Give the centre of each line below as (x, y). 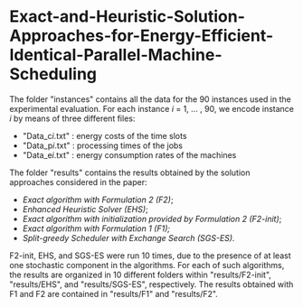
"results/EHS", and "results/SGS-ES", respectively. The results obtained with (151, 284)
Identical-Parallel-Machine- (116, 55)
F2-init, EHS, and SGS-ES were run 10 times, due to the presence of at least (150, 256)
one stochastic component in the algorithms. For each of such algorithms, (147, 265)
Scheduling (53, 74)
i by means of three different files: (72, 118)
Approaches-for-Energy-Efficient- (142, 36)
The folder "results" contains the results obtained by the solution (130, 172)
